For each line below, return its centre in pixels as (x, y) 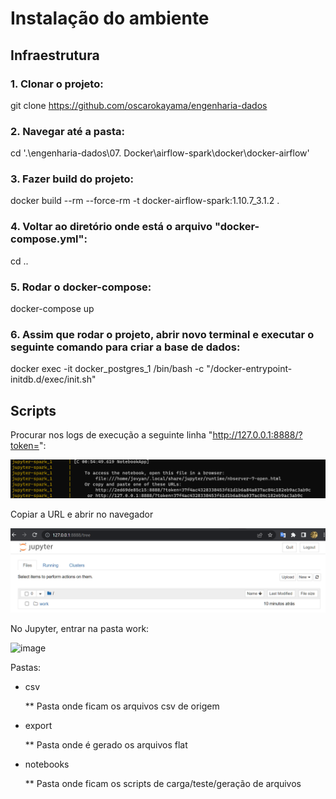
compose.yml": (49, 239)
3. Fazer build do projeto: (72, 179)
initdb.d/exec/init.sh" (53, 379)
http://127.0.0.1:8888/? (257, 435)
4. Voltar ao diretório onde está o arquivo (111, 227)
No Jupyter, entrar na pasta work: (80, 629)
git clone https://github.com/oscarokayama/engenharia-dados (139, 105)
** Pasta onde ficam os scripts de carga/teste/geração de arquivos (163, 784)
